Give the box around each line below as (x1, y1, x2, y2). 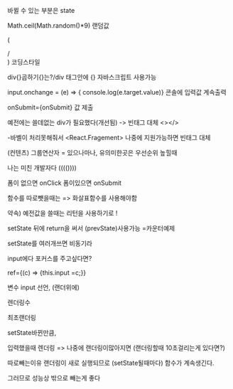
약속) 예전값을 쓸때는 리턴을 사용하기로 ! (7, 209, 118, 217)
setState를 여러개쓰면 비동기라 (7, 239, 92, 247)
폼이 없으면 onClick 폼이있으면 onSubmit (7, 178, 122, 187)
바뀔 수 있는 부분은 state (7, 6, 75, 14)
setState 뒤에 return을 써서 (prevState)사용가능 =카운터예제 (7, 224, 175, 233)
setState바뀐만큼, (7, 329, 57, 336)
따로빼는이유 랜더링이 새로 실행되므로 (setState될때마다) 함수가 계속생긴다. (7, 358, 215, 367)
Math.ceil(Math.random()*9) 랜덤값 (7, 21, 110, 30)
